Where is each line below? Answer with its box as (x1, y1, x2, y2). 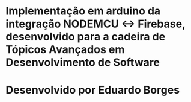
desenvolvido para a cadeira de (5, 30, 166, 43)
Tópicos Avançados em (5, 43, 125, 57)
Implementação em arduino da (5, 4, 161, 18)
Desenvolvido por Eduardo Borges (5, 83, 180, 97)
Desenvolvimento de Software (5, 56, 160, 69)
